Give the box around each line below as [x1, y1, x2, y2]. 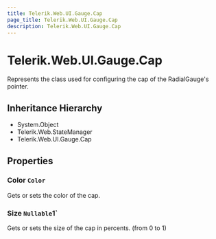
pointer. [7, 82, 29, 91]
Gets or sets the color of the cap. [7, 191, 101, 199]
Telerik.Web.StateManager [16, 128, 93, 136]
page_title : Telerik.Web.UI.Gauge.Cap [7, 16, 118, 23]
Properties [7, 155, 53, 167]
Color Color [7, 176, 46, 185]
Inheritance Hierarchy [7, 102, 103, 114]
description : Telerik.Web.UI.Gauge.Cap [7, 23, 121, 30]
